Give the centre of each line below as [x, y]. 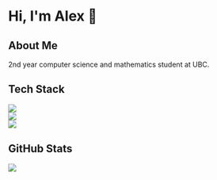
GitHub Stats [40, 149]
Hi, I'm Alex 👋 [53, 16]
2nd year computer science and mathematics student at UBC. [109, 64]
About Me [33, 46]
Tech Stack [36, 89]
